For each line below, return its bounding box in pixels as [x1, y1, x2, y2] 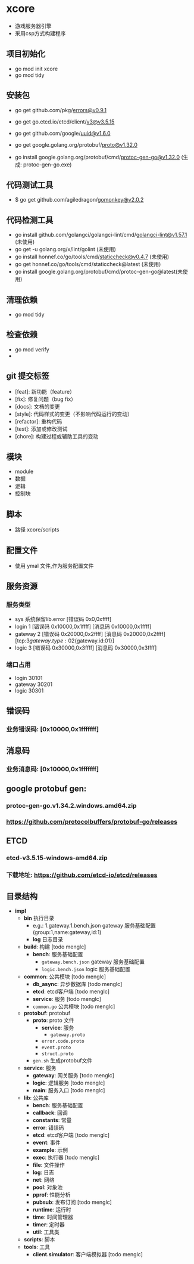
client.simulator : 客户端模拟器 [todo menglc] [32, 1250, 143, 1257]
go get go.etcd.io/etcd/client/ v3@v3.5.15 [14, 118, 115, 125]
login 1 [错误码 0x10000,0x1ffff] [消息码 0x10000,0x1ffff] [14, 623, 152, 630]
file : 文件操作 [32, 1161, 65, 1168]
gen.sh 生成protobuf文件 [32, 1056, 93, 1064]
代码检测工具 [6, 215, 54, 225]
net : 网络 [32, 1176, 55, 1183]
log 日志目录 [32, 935, 64, 942]
